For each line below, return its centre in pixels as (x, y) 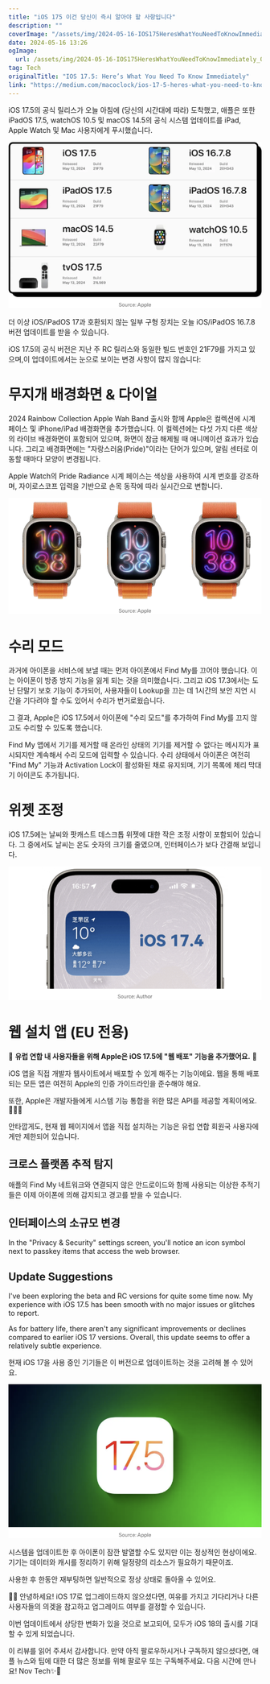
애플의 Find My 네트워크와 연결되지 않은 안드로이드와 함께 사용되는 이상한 (124, 1185)
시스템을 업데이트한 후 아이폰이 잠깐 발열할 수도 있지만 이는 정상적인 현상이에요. (133, 1552)
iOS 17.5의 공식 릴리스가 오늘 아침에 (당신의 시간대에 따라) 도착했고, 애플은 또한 (132, 110)
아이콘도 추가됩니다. (48, 775)
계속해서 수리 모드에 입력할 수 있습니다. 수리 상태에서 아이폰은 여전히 (143, 755)
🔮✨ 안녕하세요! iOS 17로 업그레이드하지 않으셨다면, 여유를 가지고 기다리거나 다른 (133, 1597)
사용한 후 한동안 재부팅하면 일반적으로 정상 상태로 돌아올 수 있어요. (112, 1579)
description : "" (35, 25)
